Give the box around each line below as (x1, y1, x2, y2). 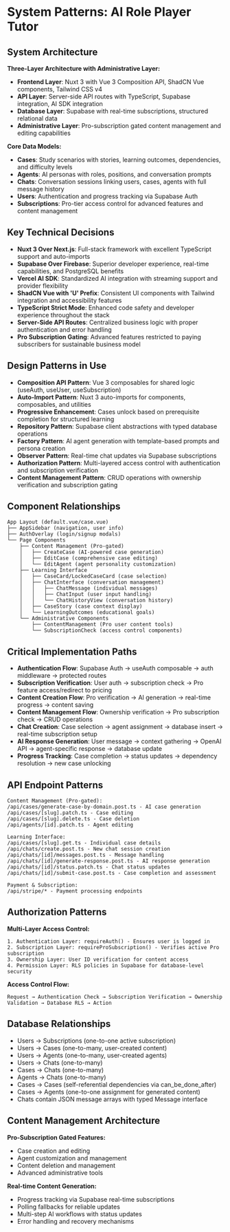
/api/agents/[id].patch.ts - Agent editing (7, 822, 134, 829)
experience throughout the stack (16, 310, 110, 319)
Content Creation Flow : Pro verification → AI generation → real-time (16, 693, 211, 702)
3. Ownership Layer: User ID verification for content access (7, 956, 189, 963)
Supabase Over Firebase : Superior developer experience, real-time (16, 259, 209, 268)
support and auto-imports (16, 252, 91, 260)
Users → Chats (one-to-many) (16, 1058, 103, 1067)
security (7, 968, 32, 975)
